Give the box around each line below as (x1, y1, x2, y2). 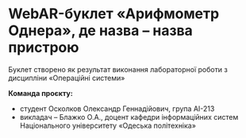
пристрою (8, 39, 79, 56)
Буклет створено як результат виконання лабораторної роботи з (8, 64, 229, 74)
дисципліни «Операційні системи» (8, 73, 125, 82)
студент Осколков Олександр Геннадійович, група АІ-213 (19, 104, 215, 113)
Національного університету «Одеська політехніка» (19, 121, 197, 130)
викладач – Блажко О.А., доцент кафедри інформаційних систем (19, 112, 239, 121)
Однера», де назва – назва (8, 21, 193, 40)
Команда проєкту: (8, 88, 73, 98)
